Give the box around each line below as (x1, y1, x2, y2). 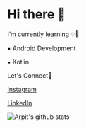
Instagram (7, 85, 37, 93)
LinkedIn (7, 98, 32, 107)
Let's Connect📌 (7, 71, 53, 80)
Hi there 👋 (7, 6, 66, 23)
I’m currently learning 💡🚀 (7, 30, 80, 38)
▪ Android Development (7, 44, 76, 52)
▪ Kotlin (7, 57, 30, 66)
